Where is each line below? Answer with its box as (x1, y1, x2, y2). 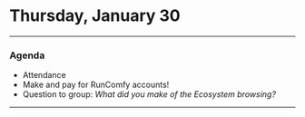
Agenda (9, 49, 45, 62)
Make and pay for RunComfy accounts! (22, 79, 170, 91)
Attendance (22, 70, 66, 81)
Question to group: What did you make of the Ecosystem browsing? (22, 89, 277, 100)
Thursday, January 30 (9, 5, 181, 26)
